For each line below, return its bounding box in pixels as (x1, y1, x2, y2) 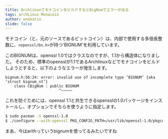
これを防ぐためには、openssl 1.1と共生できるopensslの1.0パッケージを (5, 97, 149, 103)
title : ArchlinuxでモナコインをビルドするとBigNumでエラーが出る (5, 7, 129, 12)
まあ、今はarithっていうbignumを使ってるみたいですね (5, 128, 117, 134)
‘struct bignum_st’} (5, 79, 48, 84)
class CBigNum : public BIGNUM (14, 83, 79, 89)
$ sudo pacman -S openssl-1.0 (5, 113, 68, 119)
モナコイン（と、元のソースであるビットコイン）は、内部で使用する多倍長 (5, 35, 158, 41)
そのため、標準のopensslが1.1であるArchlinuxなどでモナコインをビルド (14, 58, 160, 65)
